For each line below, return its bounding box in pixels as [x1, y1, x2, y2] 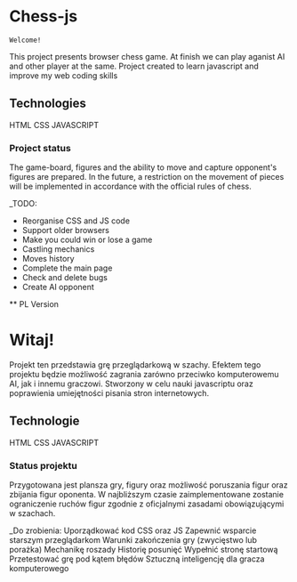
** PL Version [9, 299, 60, 310]
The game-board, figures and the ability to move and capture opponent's [9, 162, 277, 173]
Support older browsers [21, 225, 109, 236]
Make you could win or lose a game [21, 234, 153, 246]
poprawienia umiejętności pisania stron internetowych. [9, 387, 210, 398]
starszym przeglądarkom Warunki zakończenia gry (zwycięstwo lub [9, 535, 258, 546]
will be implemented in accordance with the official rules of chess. [9, 181, 252, 192]
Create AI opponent [21, 282, 95, 293]
